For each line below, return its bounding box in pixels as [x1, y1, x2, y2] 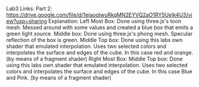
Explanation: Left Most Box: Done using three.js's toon [48, 18, 182, 24]
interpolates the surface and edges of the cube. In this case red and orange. [6, 49, 194, 56]
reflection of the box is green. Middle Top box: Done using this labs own [6, 37, 183, 43]
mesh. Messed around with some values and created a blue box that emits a [6, 24, 194, 31]
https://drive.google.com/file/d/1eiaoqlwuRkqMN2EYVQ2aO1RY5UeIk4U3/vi [6, 11, 192, 18]
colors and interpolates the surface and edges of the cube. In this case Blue [6, 68, 192, 75]
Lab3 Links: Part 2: [6, 5, 52, 12]
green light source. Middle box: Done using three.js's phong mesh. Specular [6, 30, 193, 37]
